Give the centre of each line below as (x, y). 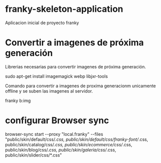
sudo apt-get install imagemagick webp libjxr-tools (57, 76)
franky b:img (18, 100)
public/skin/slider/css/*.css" (34, 155)
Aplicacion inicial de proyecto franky (42, 23)
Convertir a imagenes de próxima (75, 43)
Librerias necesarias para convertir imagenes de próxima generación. (76, 66)
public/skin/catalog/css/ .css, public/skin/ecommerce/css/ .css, (69, 144)
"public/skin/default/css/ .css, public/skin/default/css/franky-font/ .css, (77, 139)
